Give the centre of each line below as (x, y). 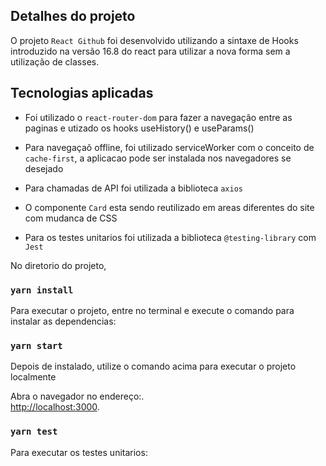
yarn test (34, 432)
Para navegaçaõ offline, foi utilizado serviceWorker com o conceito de (169, 147)
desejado (44, 168)
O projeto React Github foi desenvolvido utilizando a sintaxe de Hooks (154, 40)
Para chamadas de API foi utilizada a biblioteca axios (133, 188)
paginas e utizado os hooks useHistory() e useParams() (139, 128)
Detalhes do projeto (73, 16)
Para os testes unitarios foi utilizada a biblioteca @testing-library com (170, 237)
